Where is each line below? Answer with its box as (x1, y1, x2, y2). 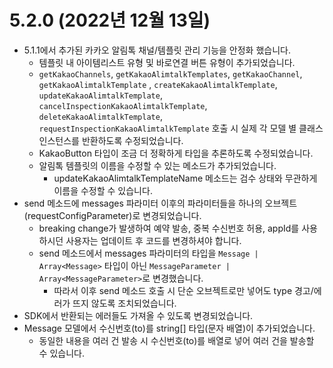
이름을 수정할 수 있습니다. (53, 184, 153, 196)
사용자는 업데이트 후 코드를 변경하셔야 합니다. (65, 234, 242, 246)
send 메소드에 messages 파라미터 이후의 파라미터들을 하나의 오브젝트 (23, 197, 298, 209)
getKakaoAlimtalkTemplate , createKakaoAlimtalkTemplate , (38, 78, 278, 90)
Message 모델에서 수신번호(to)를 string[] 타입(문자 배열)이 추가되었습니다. (23, 322, 316, 334)
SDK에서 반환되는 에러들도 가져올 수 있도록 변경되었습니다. (23, 309, 254, 321)
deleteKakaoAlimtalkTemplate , (38, 110, 163, 122)
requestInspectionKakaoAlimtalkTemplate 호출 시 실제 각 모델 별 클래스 (38, 122, 324, 134)
